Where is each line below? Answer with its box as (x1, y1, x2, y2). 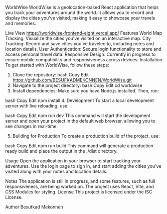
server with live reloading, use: (5, 103, 69, 109)
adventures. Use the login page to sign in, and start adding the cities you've (5, 163, 161, 169)
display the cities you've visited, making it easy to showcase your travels (5, 15, 155, 21)
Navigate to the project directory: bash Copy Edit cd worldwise (12, 82, 143, 88)
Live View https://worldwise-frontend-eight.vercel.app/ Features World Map (5, 30, 162, 36)
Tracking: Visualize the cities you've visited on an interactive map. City (5, 35, 151, 41)
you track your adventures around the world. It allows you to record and (5, 10, 154, 16)
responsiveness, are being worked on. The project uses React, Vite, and (5, 183, 154, 189)
